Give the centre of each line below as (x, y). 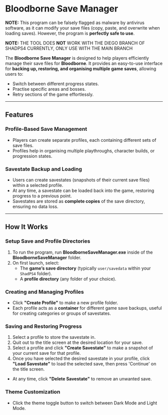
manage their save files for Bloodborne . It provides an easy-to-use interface (84, 63)
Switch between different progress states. (55, 84)
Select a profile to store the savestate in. (54, 337)
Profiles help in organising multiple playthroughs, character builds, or (83, 150)
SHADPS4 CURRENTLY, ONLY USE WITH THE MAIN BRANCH (69, 48)
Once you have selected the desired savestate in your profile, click (81, 358)
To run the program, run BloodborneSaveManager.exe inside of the (82, 252)
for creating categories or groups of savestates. (62, 313)
